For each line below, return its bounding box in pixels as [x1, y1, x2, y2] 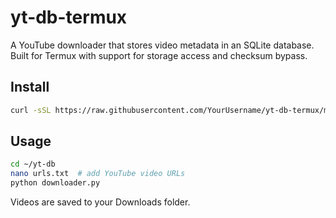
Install [10, 79, 50, 96]
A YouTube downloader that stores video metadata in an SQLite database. [10, 39, 315, 51]
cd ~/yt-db [10, 159, 56, 170]
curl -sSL [10, 105, 52, 115]
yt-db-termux [10, 6, 128, 29]
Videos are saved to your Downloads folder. [10, 196, 191, 208]
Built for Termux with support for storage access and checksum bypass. [10, 49, 308, 61]
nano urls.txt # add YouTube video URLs [10, 169, 186, 179]
